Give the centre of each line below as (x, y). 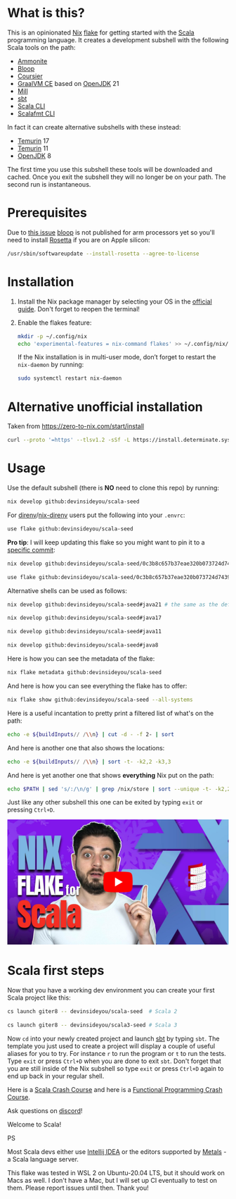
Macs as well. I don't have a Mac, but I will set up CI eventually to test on (112, 1180)
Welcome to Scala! (34, 1124)
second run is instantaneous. (49, 184)
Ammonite (32, 61)
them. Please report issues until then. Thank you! (78, 1188)
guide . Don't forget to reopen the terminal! (79, 309)
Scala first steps (56, 971)
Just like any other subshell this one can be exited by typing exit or (105, 802)
